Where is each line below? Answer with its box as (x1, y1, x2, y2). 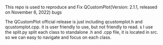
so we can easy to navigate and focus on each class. (5, 34, 111, 40)
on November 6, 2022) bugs (5, 9, 62, 15)
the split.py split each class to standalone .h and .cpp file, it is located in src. (5, 29, 159, 35)
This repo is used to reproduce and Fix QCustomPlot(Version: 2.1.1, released (5, 4, 158, 10)
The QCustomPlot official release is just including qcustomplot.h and (5, 19, 143, 24)
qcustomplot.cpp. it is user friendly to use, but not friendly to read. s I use (5, 24, 153, 30)
